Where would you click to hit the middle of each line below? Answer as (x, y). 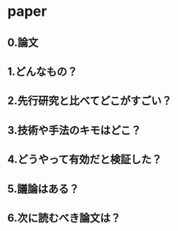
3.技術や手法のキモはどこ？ (74, 130)
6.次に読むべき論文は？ (64, 218)
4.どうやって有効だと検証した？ (85, 160)
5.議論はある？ (43, 189)
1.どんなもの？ (43, 71)
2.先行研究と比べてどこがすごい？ (90, 101)
